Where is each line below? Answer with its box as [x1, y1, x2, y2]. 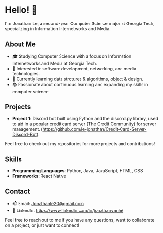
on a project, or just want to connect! [5, 222, 80, 228]
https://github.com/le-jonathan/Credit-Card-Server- [42, 126, 147, 132]
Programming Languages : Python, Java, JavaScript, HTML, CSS [12, 168, 143, 174]
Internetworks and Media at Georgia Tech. [12, 60, 98, 66]
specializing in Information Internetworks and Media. [5, 25, 111, 31]
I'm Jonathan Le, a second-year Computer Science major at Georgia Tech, [5, 21, 155, 26]
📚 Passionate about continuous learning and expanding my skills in [12, 81, 148, 87]
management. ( [12, 126, 43, 132]
